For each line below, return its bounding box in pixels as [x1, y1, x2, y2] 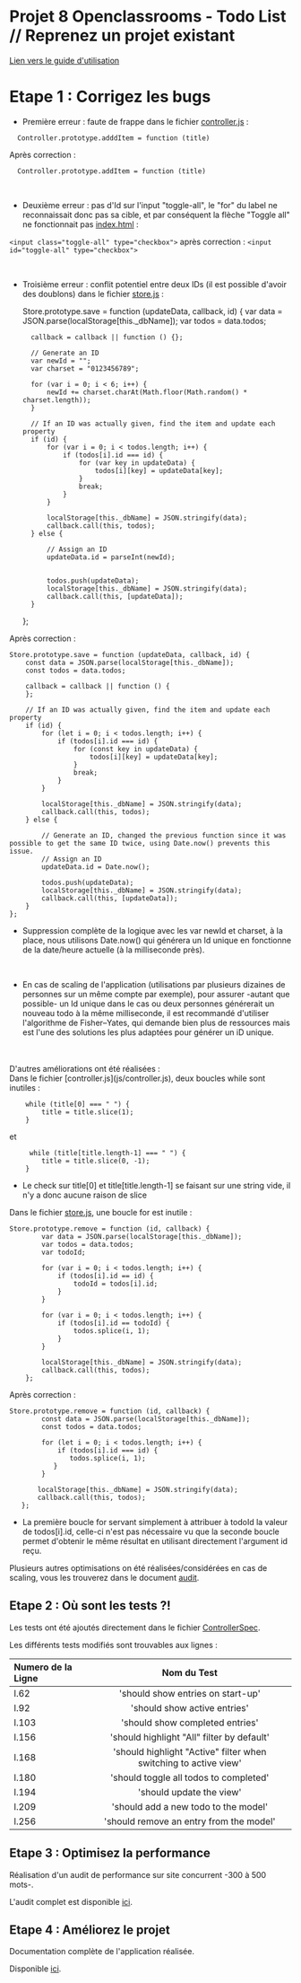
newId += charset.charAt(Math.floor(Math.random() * [46, 388, 248, 397]
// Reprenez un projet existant [9, 25, 236, 46]
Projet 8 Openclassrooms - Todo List [9, 6, 287, 27]
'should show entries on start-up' [118, 1687, 262, 1699]
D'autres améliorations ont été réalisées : [9, 1063, 161, 1074]
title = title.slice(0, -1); [41, 1156, 150, 1165]
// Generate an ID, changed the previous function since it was [41, 830, 287, 840]
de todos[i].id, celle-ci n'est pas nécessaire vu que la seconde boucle [21, 1526, 280, 1537]
